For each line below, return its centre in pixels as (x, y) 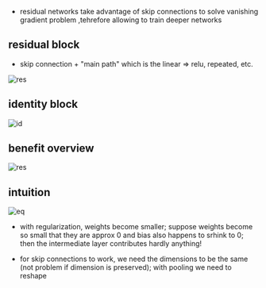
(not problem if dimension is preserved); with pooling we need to (125, 267)
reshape (33, 276)
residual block (44, 45)
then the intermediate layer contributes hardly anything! (111, 244)
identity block (43, 104)
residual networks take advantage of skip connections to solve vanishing (139, 12)
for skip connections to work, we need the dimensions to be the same (134, 259)
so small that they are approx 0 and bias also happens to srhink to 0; (131, 235)
